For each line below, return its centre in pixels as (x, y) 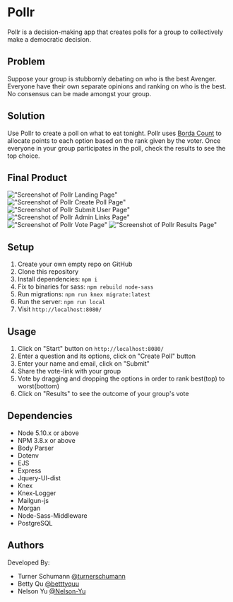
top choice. (24, 156)
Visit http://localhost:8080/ (60, 309)
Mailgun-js (33, 500)
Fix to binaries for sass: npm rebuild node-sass (85, 286)
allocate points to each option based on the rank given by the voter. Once (114, 140)
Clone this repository (48, 272)
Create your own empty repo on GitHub (75, 264)
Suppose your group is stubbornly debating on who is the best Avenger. (112, 79)
